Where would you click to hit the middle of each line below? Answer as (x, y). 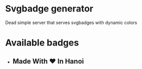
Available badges (42, 43)
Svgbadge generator (49, 9)
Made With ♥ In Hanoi (48, 61)
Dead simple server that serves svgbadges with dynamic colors (71, 22)
